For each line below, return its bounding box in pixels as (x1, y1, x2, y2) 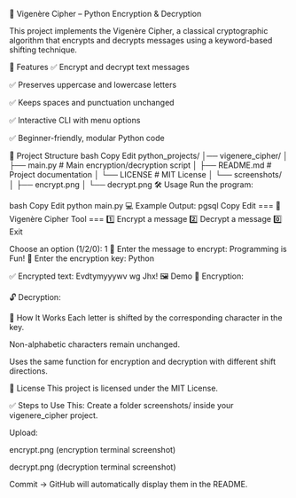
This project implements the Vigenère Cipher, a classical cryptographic (9, 26, 269, 36)
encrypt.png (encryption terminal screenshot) (9, 445, 176, 455)
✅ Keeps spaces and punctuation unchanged (9, 98, 175, 107)
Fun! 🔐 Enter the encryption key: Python (9, 253, 155, 264)
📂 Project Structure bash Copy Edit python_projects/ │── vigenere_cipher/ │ (9, 151, 289, 161)
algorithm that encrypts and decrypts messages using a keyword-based (9, 36, 273, 45)
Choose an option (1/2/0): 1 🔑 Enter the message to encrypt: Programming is (9, 244, 287, 254)
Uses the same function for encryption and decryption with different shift (9, 356, 277, 367)
